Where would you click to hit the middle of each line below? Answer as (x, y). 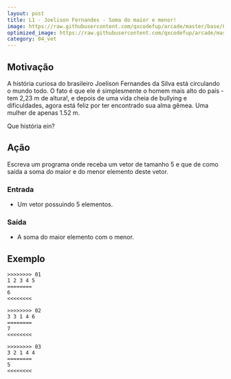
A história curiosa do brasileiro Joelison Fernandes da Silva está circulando (113, 83)
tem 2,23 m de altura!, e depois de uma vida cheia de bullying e (97, 98)
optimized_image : (32, 33)
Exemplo (26, 259)
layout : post (26, 13)
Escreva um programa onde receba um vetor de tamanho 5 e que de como (113, 164)
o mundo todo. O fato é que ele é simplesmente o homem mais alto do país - (116, 91)
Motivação (31, 67)
